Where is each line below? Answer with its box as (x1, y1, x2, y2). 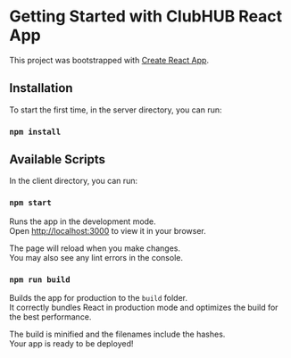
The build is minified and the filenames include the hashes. (9, 329, 226, 340)
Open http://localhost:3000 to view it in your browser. (9, 225, 207, 236)
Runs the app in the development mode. (9, 216, 156, 227)
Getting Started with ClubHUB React (9, 6, 283, 27)
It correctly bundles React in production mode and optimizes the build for (9, 302, 279, 313)
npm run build (9, 274, 71, 285)
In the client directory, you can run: (9, 176, 138, 187)
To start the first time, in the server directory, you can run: (9, 104, 222, 115)
